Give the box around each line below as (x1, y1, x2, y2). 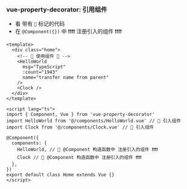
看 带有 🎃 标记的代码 (14, 20, 65, 28)
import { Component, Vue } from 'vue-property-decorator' (6, 112, 155, 118)
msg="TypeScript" (22, 64, 66, 70)
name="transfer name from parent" (22, 74, 110, 81)
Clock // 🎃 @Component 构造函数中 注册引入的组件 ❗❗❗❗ (17, 155, 142, 161)
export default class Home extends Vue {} (6, 172, 115, 178)
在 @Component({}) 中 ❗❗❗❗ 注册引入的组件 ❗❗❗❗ (14, 28, 122, 35)
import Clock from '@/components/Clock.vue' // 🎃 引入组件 (6, 124, 154, 130)
